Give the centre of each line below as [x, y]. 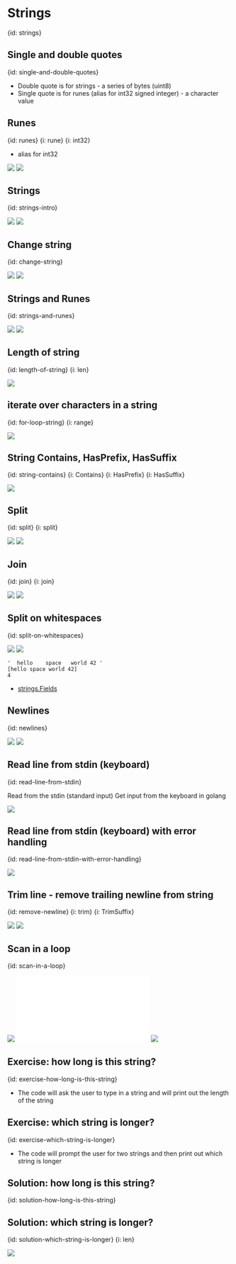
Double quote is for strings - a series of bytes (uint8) [94, 86]
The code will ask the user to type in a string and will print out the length [123, 1093]
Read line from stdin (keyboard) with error [102, 831]
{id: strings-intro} [33, 208]
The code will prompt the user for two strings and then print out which [120, 1153]
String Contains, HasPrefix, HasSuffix [92, 458]
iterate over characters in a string [83, 405]
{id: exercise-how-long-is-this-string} [62, 1079]
